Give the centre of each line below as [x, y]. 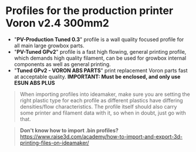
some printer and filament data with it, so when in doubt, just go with [103, 113]
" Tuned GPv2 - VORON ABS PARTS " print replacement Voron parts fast [101, 70]
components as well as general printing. [62, 64]
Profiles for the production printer [89, 11]
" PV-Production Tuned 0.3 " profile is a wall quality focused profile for [99, 39]
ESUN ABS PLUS [34, 82]
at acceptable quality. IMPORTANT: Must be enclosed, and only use [97, 77]
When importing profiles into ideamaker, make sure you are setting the [105, 94]
